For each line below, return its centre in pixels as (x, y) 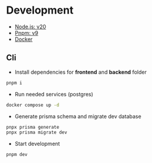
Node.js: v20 (30, 27)
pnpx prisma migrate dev (37, 133)
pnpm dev (17, 155)
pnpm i (14, 83)
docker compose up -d (33, 105)
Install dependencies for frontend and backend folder (80, 72)
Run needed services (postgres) (54, 94)
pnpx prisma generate (33, 127)
